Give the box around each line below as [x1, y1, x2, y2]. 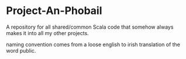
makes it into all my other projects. [6, 29, 89, 36]
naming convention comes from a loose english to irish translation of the [6, 41, 180, 48]
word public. [6, 47, 36, 54]
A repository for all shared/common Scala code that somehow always [6, 23, 174, 30]
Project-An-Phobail [6, 4, 102, 18]
